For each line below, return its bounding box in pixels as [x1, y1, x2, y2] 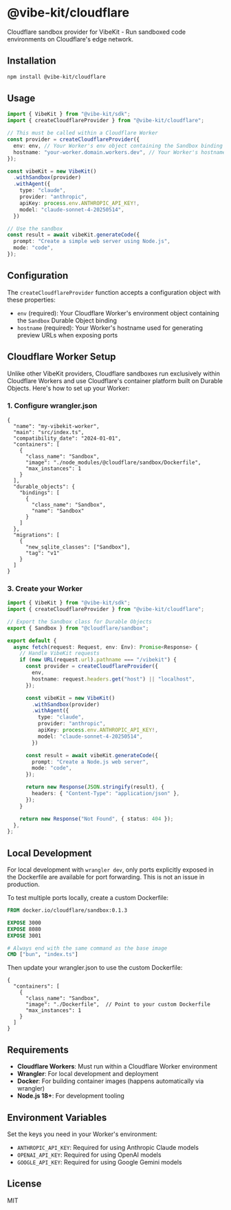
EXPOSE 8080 [7, 926, 41, 933]
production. [7, 880, 40, 888]
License [7, 1178, 42, 1190]
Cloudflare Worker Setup [7, 351, 116, 363]
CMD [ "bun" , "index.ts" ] [7, 951, 78, 958]
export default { [7, 637, 57, 644]
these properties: [7, 295, 56, 304]
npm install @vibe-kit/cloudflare [7, 73, 107, 80]
